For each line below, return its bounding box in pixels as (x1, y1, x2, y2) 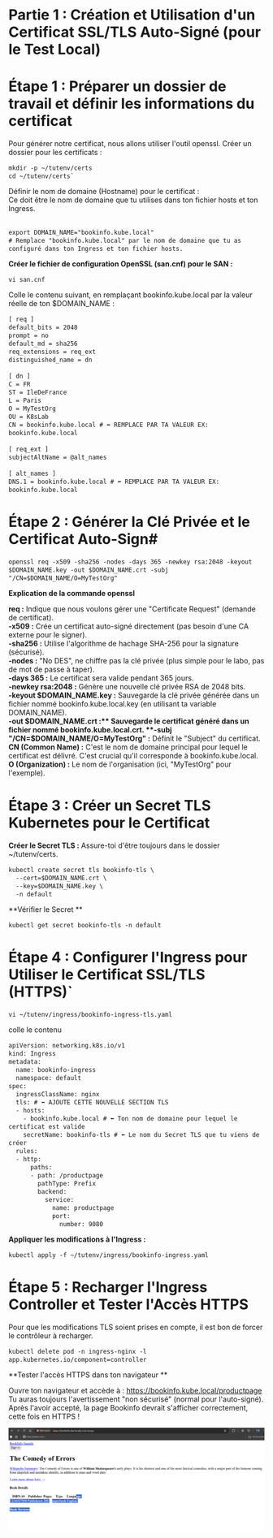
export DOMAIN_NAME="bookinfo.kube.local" (8, 229, 154, 237)
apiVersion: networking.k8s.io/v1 (8, 1041, 126, 1049)
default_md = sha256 (8, 339, 79, 348)
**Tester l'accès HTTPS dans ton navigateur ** (8, 1370, 168, 1380)
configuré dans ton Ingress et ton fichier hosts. (8, 245, 184, 253)
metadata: (8, 1057, 42, 1065)
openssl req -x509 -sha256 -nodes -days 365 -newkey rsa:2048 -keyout (8, 558, 253, 566)
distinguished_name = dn (8, 356, 93, 365)
